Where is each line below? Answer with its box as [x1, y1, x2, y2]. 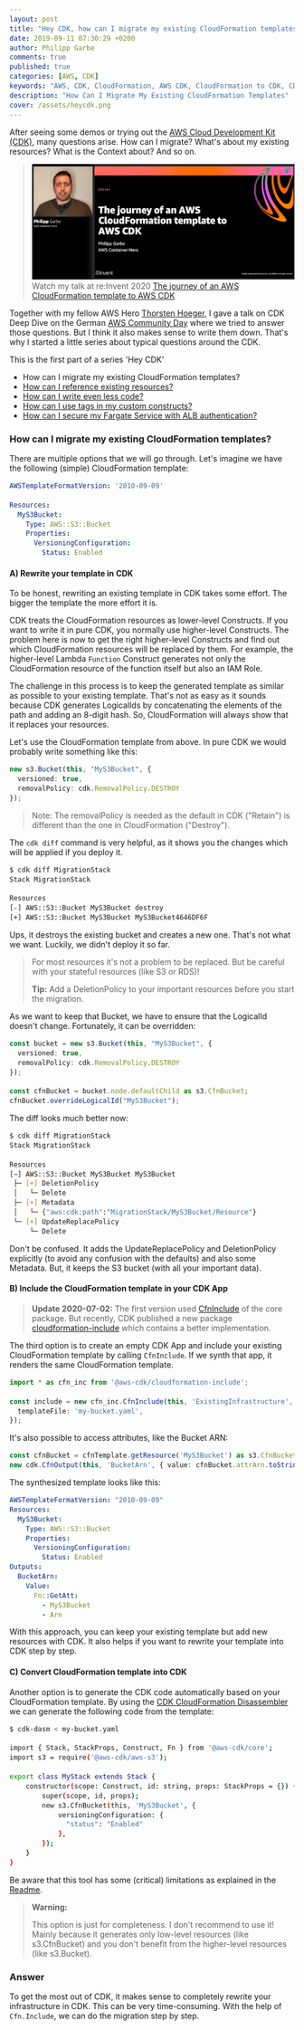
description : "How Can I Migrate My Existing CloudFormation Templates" [9, 91, 290, 100]
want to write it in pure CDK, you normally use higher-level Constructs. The [9, 624, 290, 635]
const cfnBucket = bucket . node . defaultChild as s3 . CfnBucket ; [9, 1087, 249, 1096]
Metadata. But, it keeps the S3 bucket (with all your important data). [9, 1263, 262, 1273]
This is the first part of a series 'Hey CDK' [9, 354, 165, 365]
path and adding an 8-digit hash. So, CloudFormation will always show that [9, 710, 289, 720]
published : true [9, 62, 71, 71]
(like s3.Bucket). [31, 1948, 92, 1959]
